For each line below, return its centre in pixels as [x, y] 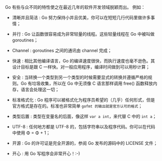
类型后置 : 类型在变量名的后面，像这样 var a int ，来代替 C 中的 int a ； [84, 116]
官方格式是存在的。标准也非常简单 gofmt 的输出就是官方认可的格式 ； [77, 106]
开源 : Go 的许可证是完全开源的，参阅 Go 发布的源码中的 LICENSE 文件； [85, 143]
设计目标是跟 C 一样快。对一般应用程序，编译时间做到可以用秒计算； [81, 67]
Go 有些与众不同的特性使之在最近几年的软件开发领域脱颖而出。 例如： [75, 7]
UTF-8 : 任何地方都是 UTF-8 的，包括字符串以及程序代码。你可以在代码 [84, 127]
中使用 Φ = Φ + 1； [31, 133]
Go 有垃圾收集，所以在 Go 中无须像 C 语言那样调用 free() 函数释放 [87, 83]
